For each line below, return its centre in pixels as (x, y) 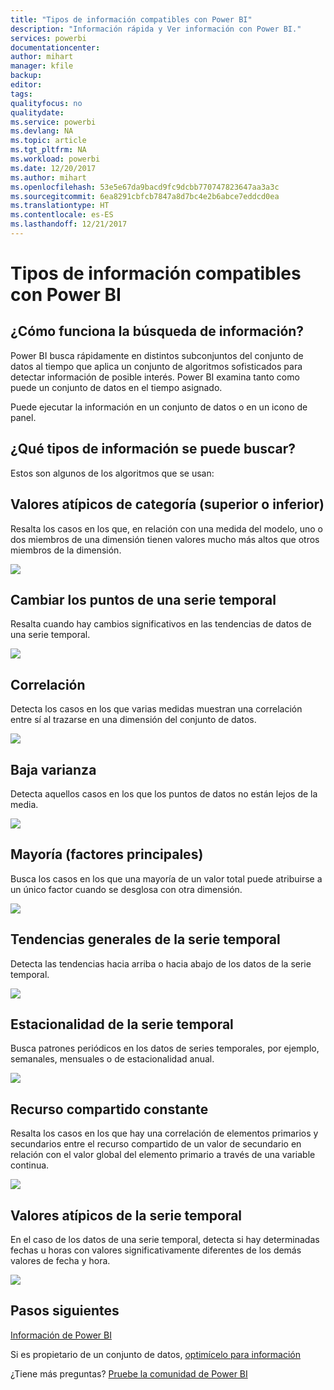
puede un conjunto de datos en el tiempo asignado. (116, 387)
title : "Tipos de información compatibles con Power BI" (131, 19)
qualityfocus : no (46, 103)
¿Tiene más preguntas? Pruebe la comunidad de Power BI (129, 1373)
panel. (23, 417)
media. (24, 804)
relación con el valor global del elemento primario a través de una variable (163, 1155)
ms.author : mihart (48, 177)
